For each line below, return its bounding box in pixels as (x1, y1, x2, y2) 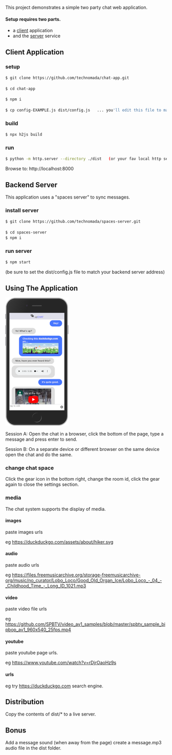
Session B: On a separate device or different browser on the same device (5, 446, 160, 452)
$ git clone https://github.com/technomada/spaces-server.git (5, 219, 141, 224)
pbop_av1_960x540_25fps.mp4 (5, 627, 72, 633)
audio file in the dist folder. (5, 745, 61, 751)
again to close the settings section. (5, 481, 79, 488)
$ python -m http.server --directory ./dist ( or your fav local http (5, 156, 161, 162)
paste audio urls (5, 562, 39, 568)
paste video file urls (5, 606, 47, 612)
